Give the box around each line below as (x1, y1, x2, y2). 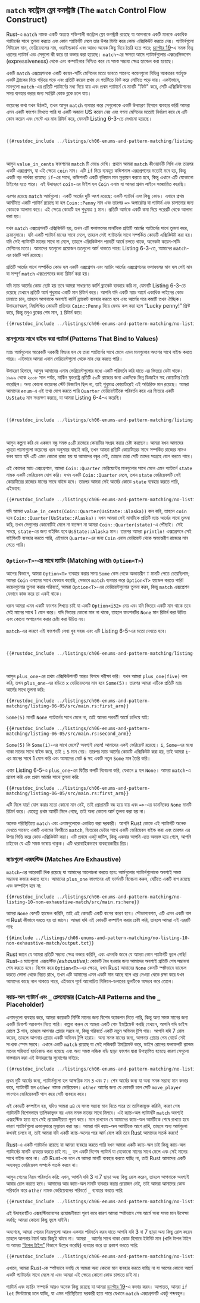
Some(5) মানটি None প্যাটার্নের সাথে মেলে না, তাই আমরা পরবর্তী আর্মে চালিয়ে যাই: (6, 713, 149, 721)
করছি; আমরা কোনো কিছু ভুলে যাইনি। (6, 1216, 71, 1224)
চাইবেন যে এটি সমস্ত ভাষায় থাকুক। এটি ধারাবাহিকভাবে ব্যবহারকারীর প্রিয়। (6, 839, 130, 847)
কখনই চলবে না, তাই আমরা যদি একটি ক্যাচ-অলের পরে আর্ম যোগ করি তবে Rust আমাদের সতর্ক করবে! (6, 1129, 179, 1136)
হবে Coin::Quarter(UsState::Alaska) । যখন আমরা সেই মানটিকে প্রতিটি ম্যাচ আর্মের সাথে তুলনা (6, 514, 190, 521)
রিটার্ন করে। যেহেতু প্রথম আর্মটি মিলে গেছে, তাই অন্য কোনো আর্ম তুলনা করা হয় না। (6, 807, 147, 815)
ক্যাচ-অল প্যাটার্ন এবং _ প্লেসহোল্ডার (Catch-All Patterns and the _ (6, 993, 161, 1001)
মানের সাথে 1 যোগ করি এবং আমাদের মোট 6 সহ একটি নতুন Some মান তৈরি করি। (12, 755, 151, 762)
